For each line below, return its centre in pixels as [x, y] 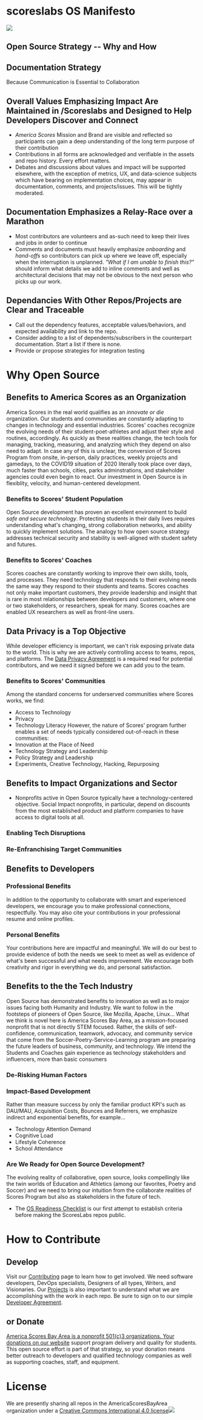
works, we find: [25, 701]
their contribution [37, 148]
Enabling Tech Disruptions [46, 833]
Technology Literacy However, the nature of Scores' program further [101, 725]
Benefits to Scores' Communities [56, 681]
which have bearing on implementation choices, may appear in [93, 180]
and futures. [22, 544]
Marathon [25, 222]
